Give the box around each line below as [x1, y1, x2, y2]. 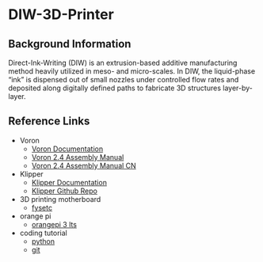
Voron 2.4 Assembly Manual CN [31, 161, 136, 170]
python [31, 236, 55, 246]
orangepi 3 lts [31, 219, 78, 229]
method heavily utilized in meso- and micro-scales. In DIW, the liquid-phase [8, 66, 256, 76]
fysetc [31, 203, 53, 212]
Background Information [8, 37, 131, 51]
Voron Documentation [31, 144, 104, 154]
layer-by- [223, 83, 253, 93]
